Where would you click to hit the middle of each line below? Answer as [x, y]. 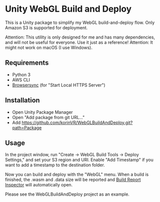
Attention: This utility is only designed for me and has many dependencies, [80, 37]
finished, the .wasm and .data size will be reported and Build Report [73, 180]
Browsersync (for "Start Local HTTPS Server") [59, 85]
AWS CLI [21, 80]
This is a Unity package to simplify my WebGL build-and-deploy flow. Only [80, 22]
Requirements [27, 63]
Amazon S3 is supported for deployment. [46, 27]
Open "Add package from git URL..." [48, 117]
